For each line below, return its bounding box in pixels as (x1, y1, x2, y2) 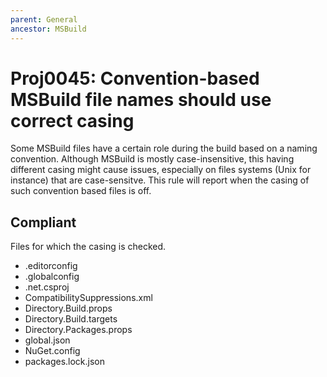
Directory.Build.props (24, 302, 113, 315)
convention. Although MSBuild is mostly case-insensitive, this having (10, 153, 295, 165)
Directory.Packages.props (24, 324, 133, 336)
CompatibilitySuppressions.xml (24, 292, 153, 304)
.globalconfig (24, 271, 80, 283)
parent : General (10, 14, 78, 25)
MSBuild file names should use (10, 88, 272, 111)
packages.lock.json (24, 356, 106, 368)
